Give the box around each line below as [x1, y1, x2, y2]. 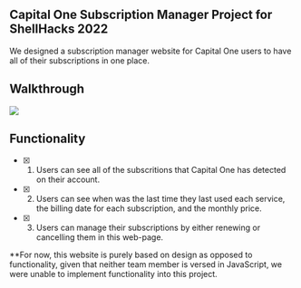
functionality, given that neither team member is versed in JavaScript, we [9, 259, 283, 270]
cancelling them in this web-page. [35, 232, 164, 243]
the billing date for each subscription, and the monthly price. [35, 203, 263, 214]
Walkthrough [9, 82, 84, 97]
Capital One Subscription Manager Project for [9, 7, 273, 23]
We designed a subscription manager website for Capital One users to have [9, 45, 292, 56]
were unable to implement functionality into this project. [9, 269, 218, 280]
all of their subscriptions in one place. [9, 54, 150, 66]
